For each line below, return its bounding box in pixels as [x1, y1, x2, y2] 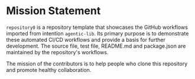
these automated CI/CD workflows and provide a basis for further [6, 36, 165, 43]
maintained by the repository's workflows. [6, 48, 109, 55]
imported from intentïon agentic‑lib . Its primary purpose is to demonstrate [6, 29, 189, 37]
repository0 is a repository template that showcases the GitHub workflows [6, 24, 188, 31]
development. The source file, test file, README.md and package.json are [6, 42, 186, 50]
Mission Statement [6, 4, 101, 18]
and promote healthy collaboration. [6, 66, 92, 73]
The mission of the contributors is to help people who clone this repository [6, 60, 188, 67]
